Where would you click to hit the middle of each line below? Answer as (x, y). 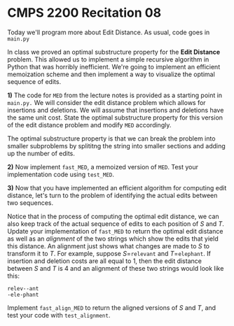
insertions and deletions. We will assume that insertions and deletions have (116, 110)
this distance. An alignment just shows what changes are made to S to (109, 246)
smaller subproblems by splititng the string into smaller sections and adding (116, 146)
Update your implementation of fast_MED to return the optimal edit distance (115, 231)
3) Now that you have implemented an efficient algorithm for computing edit (117, 187)
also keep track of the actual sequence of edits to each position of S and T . (116, 224)
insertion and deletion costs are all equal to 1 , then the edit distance (104, 261)
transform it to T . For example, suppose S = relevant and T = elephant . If (109, 253)
